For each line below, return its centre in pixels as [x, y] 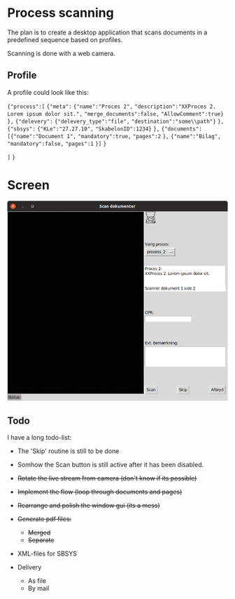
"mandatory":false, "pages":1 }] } [57, 144]
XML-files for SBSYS [47, 554]
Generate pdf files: [44, 519]
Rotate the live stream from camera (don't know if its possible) [107, 478]
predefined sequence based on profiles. [65, 39]
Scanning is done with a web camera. [61, 53]
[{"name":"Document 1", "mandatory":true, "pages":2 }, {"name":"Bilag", [114, 136]
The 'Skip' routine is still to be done [68, 451]
